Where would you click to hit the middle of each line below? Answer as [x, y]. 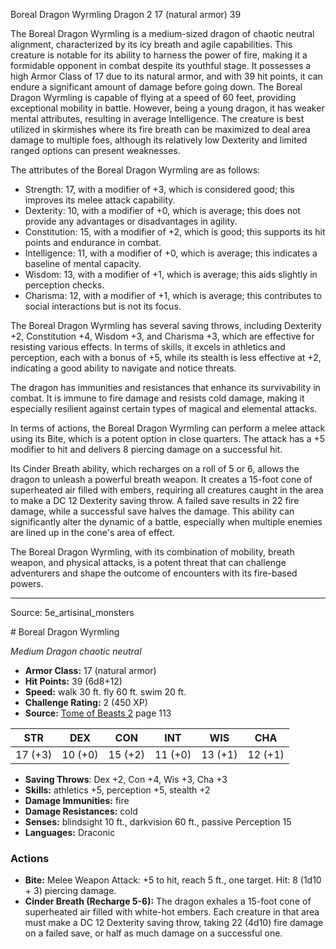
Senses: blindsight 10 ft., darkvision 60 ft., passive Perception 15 [158, 822]
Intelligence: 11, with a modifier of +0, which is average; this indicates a [171, 253]
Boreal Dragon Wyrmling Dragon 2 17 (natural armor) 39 [126, 14]
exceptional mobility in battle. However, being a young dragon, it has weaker [167, 108]
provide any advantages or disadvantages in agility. [131, 221]
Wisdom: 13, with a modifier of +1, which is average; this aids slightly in [171, 274]
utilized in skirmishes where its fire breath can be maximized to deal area [160, 129]
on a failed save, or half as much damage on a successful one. [153, 933]
